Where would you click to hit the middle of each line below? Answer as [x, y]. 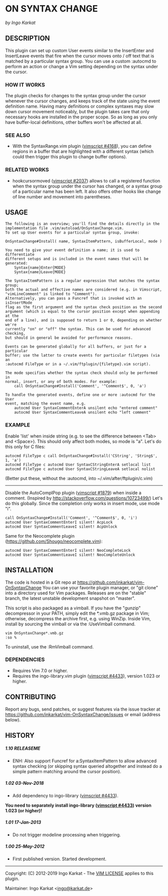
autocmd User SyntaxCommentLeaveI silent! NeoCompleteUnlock [70, 555]
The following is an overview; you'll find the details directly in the [82, 224]
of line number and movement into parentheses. [62, 196]
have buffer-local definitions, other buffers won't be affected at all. [74, 122]
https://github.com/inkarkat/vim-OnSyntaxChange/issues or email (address [83, 714]
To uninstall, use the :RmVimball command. [49, 646]
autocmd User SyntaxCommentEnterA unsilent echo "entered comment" [86, 408]
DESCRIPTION [27, 38]
